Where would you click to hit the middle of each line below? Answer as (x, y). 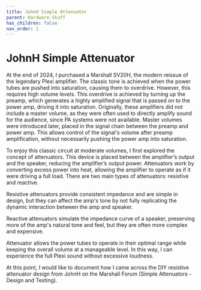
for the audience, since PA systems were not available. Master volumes (94, 120)
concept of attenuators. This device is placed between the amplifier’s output (100, 157)
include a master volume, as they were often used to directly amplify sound (99, 113)
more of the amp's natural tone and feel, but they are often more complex (97, 225)
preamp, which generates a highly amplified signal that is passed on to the (98, 100)
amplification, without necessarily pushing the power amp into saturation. (97, 139)
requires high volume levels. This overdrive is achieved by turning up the (96, 94)
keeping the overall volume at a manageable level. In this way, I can (89, 250)
